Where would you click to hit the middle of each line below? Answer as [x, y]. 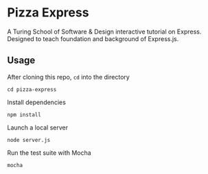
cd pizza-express [32, 89]
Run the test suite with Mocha [49, 153]
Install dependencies [37, 102]
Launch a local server [38, 127]
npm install [24, 114]
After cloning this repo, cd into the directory [69, 77]
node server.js [29, 140]
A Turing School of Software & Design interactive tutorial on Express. [104, 32]
